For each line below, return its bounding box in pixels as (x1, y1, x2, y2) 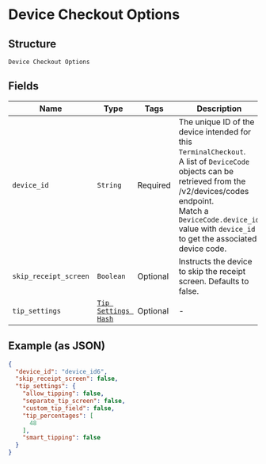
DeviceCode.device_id (178, 215, 260, 224)
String (97, 181, 122, 189)
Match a (178, 205, 209, 216)
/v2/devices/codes (178, 185, 249, 196)
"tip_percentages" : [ (22, 412, 93, 420)
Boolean (97, 272, 126, 280)
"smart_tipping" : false (22, 434, 101, 442)
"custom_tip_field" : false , (22, 404, 115, 413)
